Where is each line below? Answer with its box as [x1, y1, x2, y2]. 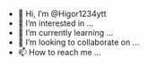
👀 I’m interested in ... [17, 18, 94, 29]
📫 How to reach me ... [17, 47, 101, 57]
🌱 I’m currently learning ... [17, 28, 114, 37]
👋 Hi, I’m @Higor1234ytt [17, 9, 107, 19]
